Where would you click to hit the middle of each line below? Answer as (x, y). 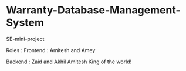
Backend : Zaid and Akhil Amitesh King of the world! (69, 62)
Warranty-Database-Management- (93, 10)
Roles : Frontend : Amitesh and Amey (51, 50)
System (25, 23)
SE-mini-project (25, 39)
